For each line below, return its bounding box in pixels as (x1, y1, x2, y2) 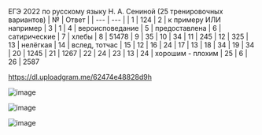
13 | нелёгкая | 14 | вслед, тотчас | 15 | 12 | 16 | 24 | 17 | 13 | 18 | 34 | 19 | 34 (8, 40, 255, 50)
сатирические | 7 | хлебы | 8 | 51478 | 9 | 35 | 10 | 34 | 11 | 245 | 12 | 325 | (8, 32, 249, 41)
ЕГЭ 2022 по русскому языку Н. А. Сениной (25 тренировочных (8, 7, 223, 16)
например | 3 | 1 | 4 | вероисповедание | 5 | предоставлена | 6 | (8, 24, 222, 32)
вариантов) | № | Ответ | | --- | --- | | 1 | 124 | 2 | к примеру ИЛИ (8, 15, 222, 24)
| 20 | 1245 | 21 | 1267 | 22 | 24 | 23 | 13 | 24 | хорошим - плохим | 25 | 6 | (8, 49, 248, 58)
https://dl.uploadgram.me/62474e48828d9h (8, 73, 152, 81)
